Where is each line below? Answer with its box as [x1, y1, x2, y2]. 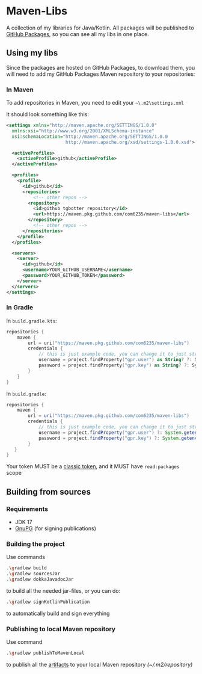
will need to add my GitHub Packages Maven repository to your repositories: [6, 70, 195, 78]
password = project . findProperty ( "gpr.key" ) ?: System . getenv [38, 435, 198, 441]
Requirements [6, 504, 49, 513]
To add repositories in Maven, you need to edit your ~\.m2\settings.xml [6, 99, 185, 107]
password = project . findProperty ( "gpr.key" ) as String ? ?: [38, 362, 189, 368]
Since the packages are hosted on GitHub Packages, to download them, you [6, 64, 195, 71]
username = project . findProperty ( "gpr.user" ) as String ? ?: [38, 357, 192, 363]
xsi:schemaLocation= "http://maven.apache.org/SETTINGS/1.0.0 [11, 134, 168, 140]
